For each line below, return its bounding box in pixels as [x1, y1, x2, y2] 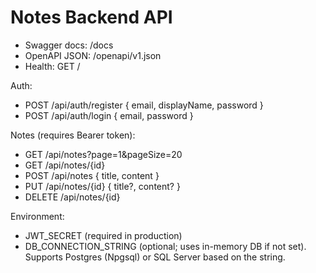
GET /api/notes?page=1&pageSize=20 [24, 148, 183, 160]
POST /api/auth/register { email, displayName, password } [24, 99, 264, 111]
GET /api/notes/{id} [24, 159, 106, 171]
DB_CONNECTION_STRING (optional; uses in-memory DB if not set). [24, 240, 307, 252]
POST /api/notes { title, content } [24, 169, 160, 181]
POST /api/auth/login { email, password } [24, 109, 194, 121]
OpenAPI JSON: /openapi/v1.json [24, 49, 162, 61]
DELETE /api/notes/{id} [24, 191, 121, 203]
